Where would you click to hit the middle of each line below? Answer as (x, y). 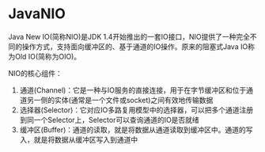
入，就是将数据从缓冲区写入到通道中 (79, 139)
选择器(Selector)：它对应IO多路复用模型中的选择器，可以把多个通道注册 (136, 110)
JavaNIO (37, 14)
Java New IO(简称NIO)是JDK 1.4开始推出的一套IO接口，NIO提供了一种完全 (129, 36)
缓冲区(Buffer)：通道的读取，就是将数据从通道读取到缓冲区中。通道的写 (136, 129)
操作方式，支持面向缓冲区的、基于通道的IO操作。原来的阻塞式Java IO (135, 46)
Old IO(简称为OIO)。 (48, 56)
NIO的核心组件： (36, 73)
